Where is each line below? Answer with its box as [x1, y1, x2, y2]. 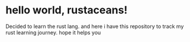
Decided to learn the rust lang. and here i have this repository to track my [5, 23, 184, 30]
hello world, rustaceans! [5, 3, 128, 17]
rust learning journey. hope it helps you [5, 29, 101, 36]
